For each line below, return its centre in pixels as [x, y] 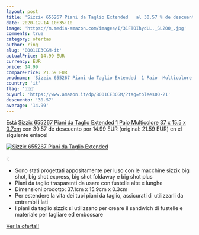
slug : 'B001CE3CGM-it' [34, 50]
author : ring [22, 45]
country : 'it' [24, 84]
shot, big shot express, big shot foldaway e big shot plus [84, 176]
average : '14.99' [28, 105]
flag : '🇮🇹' [21, 89]
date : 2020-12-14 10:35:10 [39, 23]
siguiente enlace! [27, 135]
